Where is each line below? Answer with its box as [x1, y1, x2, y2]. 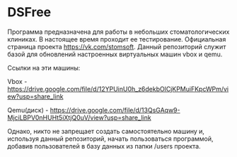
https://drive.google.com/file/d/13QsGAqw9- [50, 106, 180, 114]
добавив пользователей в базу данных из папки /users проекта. [7, 142, 201, 150]
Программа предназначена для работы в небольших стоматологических [7, 27, 230, 36]
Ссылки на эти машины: [7, 63, 81, 72]
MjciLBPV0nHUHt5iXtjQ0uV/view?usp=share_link [7, 113, 151, 122]
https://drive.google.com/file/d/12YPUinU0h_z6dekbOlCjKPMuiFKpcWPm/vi [7, 84, 229, 93]
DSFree [7, 4, 52, 20]
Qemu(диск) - [7, 106, 49, 114]
